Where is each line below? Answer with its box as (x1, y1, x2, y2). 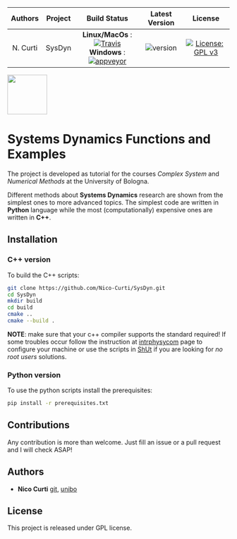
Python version (7, 370, 61, 380)
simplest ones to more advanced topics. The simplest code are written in (7, 198, 219, 207)
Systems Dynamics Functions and (7, 131, 212, 147)
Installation (7, 234, 58, 246)
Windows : (89, 47, 126, 57)
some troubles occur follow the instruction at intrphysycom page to (7, 337, 203, 346)
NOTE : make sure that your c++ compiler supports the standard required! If (7, 329, 226, 338)
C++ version (7, 255, 51, 265)
